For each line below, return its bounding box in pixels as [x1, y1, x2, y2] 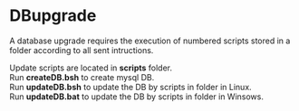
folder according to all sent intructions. [9, 44, 154, 55]
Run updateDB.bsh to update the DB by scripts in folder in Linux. [9, 81, 252, 92]
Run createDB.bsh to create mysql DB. [9, 71, 155, 82]
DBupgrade [9, 5, 97, 26]
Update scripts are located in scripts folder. [9, 62, 172, 73]
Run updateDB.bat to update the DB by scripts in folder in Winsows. [9, 91, 265, 102]
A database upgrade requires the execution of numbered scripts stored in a [9, 35, 291, 46]
